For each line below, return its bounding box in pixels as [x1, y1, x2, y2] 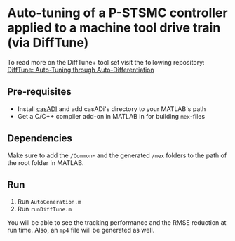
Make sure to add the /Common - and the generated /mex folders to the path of [7, 151, 227, 159]
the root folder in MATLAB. [7, 158, 84, 167]
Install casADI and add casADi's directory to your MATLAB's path [17, 104, 206, 113]
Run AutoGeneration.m [17, 197, 81, 206]
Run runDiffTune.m [17, 205, 72, 214]
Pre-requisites [7, 86, 72, 98]
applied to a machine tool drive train [7, 20, 221, 36]
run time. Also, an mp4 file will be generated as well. [7, 226, 155, 235]
